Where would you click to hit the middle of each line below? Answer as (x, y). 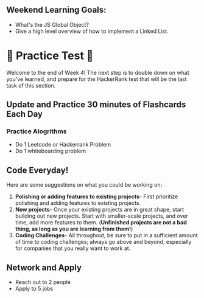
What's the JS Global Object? (52, 24)
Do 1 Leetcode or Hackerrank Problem (63, 145)
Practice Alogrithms (37, 131)
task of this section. (31, 85)
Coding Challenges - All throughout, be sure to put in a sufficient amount (106, 235)
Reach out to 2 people (43, 282)
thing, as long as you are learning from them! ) (74, 229)
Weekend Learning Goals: (56, 10)
